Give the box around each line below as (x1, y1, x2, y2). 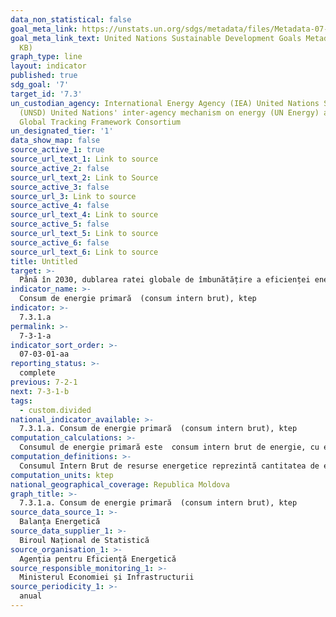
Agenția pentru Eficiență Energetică (19, 554, 177, 564)
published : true (10, 71, 78, 81)
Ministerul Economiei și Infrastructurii (19, 572, 195, 583)
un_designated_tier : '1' (10, 126, 114, 136)
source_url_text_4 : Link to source (10, 210, 159, 220)
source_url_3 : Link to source (10, 191, 137, 201)
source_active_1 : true (10, 145, 105, 155)
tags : (10, 396, 33, 406)
